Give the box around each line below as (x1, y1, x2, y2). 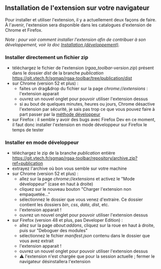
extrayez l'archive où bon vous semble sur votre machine (12, 165, 127, 172)
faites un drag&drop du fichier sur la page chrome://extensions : (19, 86, 148, 91)
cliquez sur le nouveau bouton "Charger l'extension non (19, 186, 131, 192)
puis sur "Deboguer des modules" (19, 228, 88, 233)
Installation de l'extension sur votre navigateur (5, 4, 150, 12)
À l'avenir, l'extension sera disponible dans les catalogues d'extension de (5, 22, 152, 28)
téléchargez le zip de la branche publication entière (12, 150, 115, 156)
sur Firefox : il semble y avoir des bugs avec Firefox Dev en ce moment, (12, 117, 156, 123)
